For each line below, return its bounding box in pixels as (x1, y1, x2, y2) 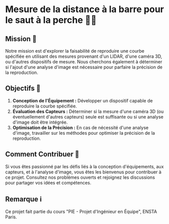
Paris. (5, 214, 18, 220)
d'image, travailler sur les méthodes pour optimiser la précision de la (12, 130, 155, 136)
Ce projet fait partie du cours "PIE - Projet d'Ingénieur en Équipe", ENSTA (5, 209, 157, 215)
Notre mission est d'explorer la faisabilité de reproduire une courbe (5, 48, 145, 54)
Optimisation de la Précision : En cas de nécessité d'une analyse (12, 124, 149, 130)
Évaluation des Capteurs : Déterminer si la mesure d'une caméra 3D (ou (12, 108, 164, 115)
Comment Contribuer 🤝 (5, 150, 80, 159)
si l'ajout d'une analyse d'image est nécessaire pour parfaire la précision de (5, 64, 163, 70)
